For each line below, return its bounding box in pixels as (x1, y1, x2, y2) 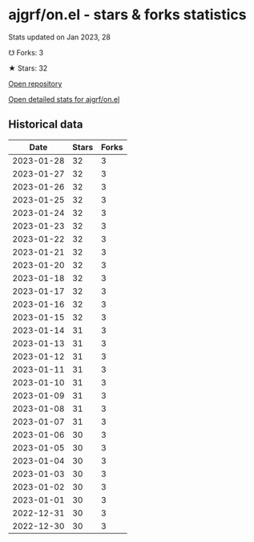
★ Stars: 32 (8, 63, 48, 73)
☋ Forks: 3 (8, 47, 44, 57)
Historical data (8, 118, 83, 132)
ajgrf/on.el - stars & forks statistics (8, 6, 247, 24)
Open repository (8, 79, 62, 88)
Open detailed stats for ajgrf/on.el (8, 94, 120, 104)
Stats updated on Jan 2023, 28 (8, 32, 111, 42)
